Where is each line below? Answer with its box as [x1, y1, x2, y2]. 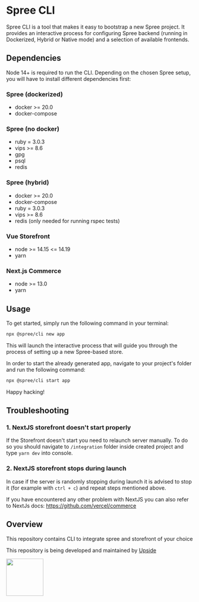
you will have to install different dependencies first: [6, 75, 131, 82]
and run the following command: [6, 366, 86, 373]
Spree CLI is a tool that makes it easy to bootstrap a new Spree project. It [6, 23, 185, 30]
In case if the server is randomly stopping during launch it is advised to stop [6, 478, 192, 485]
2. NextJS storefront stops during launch [6, 465, 127, 473]
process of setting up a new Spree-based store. [6, 348, 124, 355]
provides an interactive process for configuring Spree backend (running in [6, 29, 188, 36]
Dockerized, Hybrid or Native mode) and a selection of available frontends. [6, 36, 189, 43]
